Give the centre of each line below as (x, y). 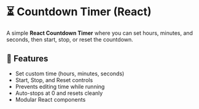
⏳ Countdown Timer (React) (79, 12)
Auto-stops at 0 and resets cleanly (59, 93)
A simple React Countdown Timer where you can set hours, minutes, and (100, 33)
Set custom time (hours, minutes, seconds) (70, 73)
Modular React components (50, 99)
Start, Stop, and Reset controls (54, 80)
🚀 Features (27, 59)
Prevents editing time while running (60, 86)
